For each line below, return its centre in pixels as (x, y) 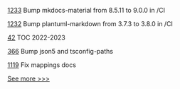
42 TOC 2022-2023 (36, 37)
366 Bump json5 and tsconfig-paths (60, 51)
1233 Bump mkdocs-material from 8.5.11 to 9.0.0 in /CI (86, 10)
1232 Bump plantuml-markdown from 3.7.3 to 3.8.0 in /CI (90, 24)
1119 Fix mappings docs (42, 65)
